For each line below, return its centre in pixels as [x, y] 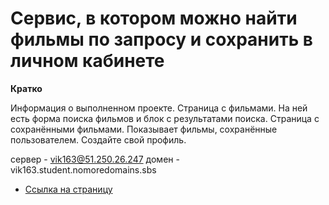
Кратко [26, 88]
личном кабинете [87, 61]
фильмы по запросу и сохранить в [161, 39]
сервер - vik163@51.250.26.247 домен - [95, 159]
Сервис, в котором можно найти [154, 18]
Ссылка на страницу [68, 189]
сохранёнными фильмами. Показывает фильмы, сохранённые [144, 129]
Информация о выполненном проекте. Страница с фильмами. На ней [159, 108]
